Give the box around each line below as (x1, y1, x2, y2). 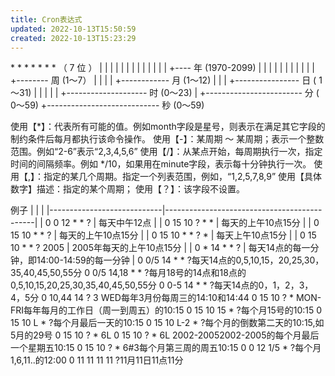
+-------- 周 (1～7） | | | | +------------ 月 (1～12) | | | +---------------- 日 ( (10, 74, 317, 86)
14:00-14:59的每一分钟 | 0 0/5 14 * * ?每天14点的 (36, 254, 237, 266)
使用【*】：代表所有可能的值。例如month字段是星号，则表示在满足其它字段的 (10, 121, 326, 133)
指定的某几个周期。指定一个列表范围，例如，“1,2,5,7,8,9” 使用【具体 (43, 171, 323, 183)
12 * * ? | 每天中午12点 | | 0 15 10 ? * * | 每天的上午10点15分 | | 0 (61, 217, 320, 229)
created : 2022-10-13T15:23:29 (10, 33, 137, 43)
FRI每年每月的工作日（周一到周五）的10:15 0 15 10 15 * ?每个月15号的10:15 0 (10, 304, 323, 316)
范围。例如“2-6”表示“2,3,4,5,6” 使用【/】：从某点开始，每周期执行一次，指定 (10, 146, 323, 158)
